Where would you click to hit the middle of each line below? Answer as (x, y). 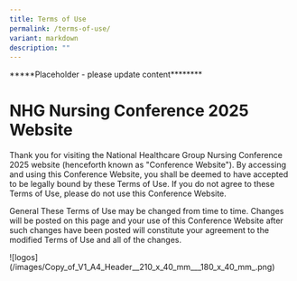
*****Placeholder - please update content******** (106, 75)
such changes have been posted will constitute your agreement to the (139, 230)
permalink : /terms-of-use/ (60, 28)
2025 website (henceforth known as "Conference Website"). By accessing (148, 165)
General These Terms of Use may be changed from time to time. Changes (147, 211)
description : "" (40, 48)
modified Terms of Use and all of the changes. (96, 240)
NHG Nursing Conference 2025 (129, 111)
